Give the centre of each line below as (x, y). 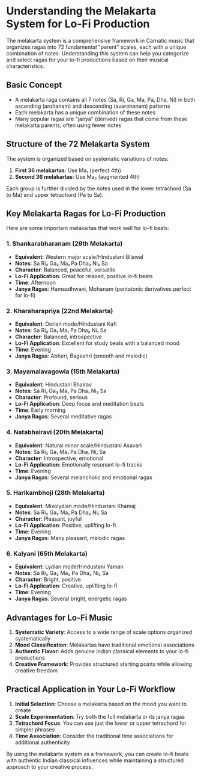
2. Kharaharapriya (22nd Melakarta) (60, 311)
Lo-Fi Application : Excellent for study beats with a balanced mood (97, 343)
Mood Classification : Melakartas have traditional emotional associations (105, 645)
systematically (33, 638)
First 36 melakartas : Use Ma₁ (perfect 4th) (68, 170)
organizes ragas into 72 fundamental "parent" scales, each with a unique (96, 47)
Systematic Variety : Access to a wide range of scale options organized (103, 632)
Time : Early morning (40, 410)
